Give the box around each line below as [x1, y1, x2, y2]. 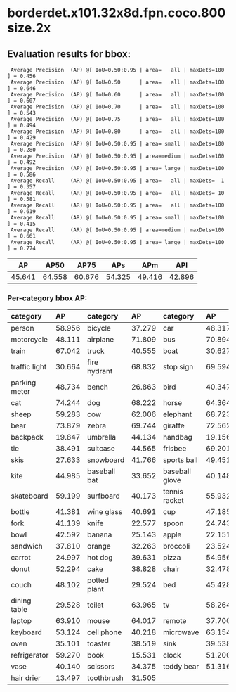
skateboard [11, 491, 48, 501]
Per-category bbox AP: [7, 293, 88, 303]
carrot [11, 553, 32, 563]
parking [11, 378, 37, 387]
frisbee [162, 444, 187, 454]
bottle [11, 507, 30, 517]
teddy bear [162, 662, 199, 672]
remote [162, 616, 187, 626]
